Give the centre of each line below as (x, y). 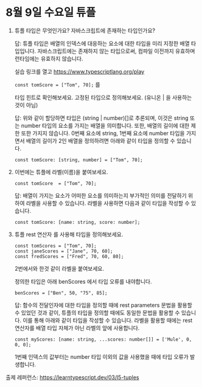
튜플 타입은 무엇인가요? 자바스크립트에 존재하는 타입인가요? (85, 30)
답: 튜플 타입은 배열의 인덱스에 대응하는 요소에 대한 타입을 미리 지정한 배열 (102, 43)
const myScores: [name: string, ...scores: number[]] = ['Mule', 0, (103, 339)
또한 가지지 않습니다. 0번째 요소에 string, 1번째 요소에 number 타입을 (103, 133)
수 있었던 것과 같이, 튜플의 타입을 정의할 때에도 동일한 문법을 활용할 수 (97, 312)
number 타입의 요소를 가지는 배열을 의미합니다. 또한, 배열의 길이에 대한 (105, 125)
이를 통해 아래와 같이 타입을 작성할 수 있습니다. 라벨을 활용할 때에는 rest (108, 320)
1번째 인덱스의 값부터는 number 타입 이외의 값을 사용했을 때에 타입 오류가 (102, 357)
